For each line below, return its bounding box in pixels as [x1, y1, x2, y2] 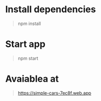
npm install [17, 20, 41, 27]
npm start [17, 55, 38, 61]
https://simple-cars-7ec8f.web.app [17, 90, 92, 96]
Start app [5, 38, 46, 50]
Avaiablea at [5, 73, 59, 85]
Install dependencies [5, 4, 96, 15]
